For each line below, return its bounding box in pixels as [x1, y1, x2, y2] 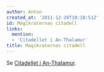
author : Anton [6, 8, 43, 15]
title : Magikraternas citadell [6, 43, 86, 49]
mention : [12, 31, 34, 38]
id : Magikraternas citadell [6, 20, 78, 26]
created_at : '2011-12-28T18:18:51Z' [6, 15, 99, 21]
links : [6, 25, 23, 32]
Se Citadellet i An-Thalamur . [6, 59, 77, 67]
